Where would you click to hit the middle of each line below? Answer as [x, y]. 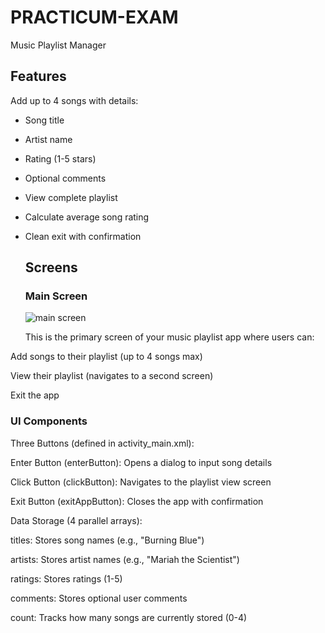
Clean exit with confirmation [83, 236]
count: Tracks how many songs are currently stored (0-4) [129, 617]
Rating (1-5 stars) [60, 158]
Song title [44, 120]
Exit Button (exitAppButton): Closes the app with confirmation [137, 501]
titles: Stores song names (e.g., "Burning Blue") [107, 540]
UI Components [49, 421]
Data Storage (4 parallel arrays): [76, 520]
